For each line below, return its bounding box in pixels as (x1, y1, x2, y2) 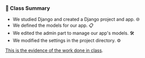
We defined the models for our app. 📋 (12, 23, 94, 29)
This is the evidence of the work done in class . (5, 47, 104, 53)
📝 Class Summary (5, 5, 50, 12)
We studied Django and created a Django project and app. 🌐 (12, 16, 140, 23)
